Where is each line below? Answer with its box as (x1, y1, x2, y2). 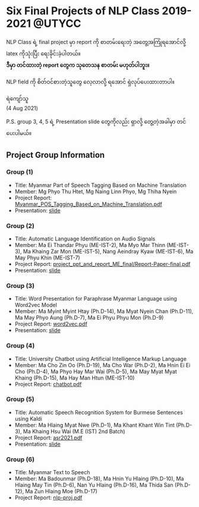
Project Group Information (6, 150, 105, 160)
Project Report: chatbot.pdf (14, 380, 82, 387)
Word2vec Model (14, 302, 58, 309)
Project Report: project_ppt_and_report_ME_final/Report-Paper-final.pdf (14, 260, 191, 267)
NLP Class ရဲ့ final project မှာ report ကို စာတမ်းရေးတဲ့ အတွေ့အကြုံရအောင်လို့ (6, 38, 186, 45)
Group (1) (6, 168, 34, 176)
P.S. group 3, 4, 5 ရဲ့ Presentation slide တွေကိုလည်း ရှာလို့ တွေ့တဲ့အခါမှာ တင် (6, 118, 187, 125)
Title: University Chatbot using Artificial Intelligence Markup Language (14, 355, 187, 362)
